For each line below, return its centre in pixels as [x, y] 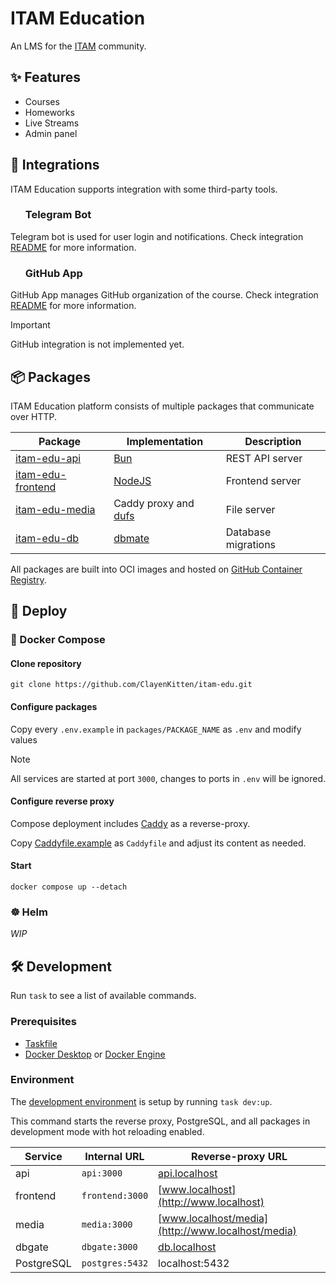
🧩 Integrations [55, 165]
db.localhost [187, 1247]
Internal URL [114, 1156]
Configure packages [54, 707]
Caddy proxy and [154, 503]
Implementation [165, 441]
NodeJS [132, 480]
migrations [251, 544]
